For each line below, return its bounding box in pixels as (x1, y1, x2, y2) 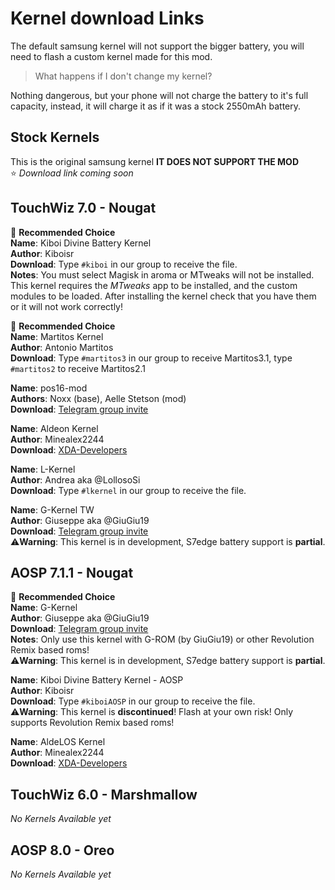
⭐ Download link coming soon (10, 167, 134, 179)
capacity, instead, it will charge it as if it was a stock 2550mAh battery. (10, 100, 302, 112)
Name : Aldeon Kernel (10, 422, 99, 434)
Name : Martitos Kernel (10, 330, 104, 342)
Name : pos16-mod (10, 382, 88, 394)
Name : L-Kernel (10, 463, 76, 475)
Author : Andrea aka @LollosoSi (10, 473, 141, 486)
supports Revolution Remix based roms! (10, 717, 175, 729)
